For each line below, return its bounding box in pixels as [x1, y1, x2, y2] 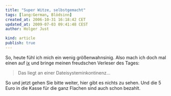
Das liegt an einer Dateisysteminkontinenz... [17, 69, 111, 76]
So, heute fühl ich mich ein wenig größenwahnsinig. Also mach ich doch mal [5, 54, 166, 60]
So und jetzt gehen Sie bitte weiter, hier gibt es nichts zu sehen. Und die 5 [5, 80, 161, 86]
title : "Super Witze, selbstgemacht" [5, 7, 86, 13]
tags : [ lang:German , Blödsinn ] [5, 12, 72, 17]
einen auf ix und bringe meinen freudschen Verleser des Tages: [5, 60, 140, 66]
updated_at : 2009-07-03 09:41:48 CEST [5, 21, 88, 27]
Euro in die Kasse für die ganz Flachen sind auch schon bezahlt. [5, 85, 141, 91]
